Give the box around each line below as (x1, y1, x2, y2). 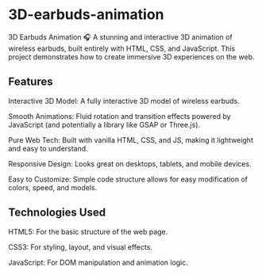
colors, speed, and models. (8, 182, 98, 192)
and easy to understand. (8, 143, 89, 153)
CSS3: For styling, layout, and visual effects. (8, 242, 153, 251)
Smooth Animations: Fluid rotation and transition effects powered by (8, 111, 232, 120)
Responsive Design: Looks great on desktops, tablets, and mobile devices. (8, 159, 252, 168)
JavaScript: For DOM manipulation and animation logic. (8, 258, 189, 267)
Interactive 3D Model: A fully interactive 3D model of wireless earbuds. (8, 96, 240, 105)
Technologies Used (8, 206, 106, 220)
